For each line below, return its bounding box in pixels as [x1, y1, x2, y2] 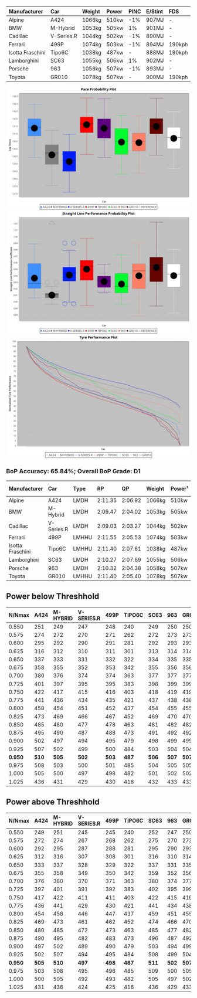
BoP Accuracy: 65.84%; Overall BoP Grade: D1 [6, 467, 141, 475]
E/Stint [146, 8, 163, 15]
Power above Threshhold [6, 797, 100, 807]
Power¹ [170, 485, 189, 493]
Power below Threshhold [6, 591, 100, 601]
